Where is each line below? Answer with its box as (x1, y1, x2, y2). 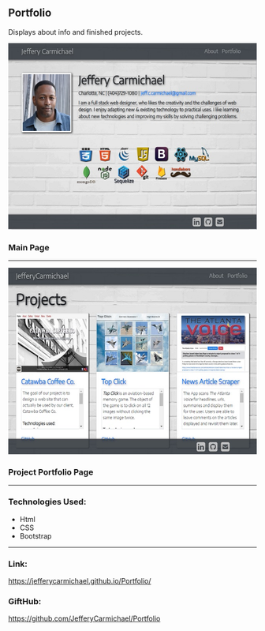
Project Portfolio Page (8, 467, 94, 478)
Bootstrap (19, 531, 52, 540)
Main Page (8, 242, 50, 253)
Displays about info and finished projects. (8, 27, 144, 36)
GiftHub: (8, 595, 42, 607)
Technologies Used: (8, 497, 87, 508)
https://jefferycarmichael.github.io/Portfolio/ (8, 577, 151, 585)
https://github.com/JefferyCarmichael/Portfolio (8, 614, 161, 623)
